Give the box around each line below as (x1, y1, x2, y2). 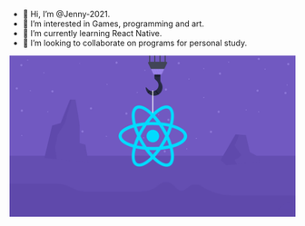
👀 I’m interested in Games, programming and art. (22, 18, 204, 29)
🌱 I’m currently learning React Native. (22, 28, 162, 38)
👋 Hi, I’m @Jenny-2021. (22, 9, 111, 19)
